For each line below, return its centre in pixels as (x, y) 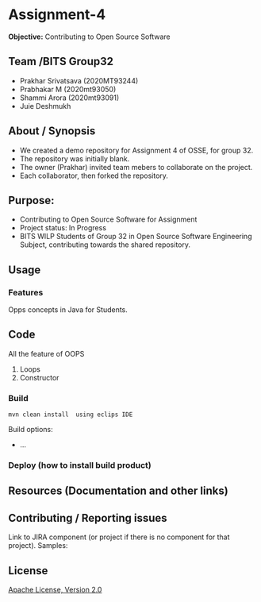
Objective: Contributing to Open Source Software (89, 37)
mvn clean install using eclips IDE (71, 415)
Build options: (31, 430)
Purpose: (31, 200)
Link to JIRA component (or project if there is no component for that (119, 537)
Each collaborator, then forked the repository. (94, 176)
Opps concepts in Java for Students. (68, 310)
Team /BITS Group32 (61, 62)
